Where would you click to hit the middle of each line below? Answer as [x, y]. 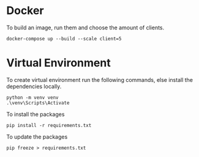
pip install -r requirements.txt [49, 125]
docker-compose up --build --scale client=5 [64, 38]
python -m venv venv [33, 97]
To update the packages [37, 137]
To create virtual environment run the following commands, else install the [99, 79]
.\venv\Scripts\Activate [38, 103]
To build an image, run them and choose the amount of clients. [85, 27]
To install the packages [36, 114]
